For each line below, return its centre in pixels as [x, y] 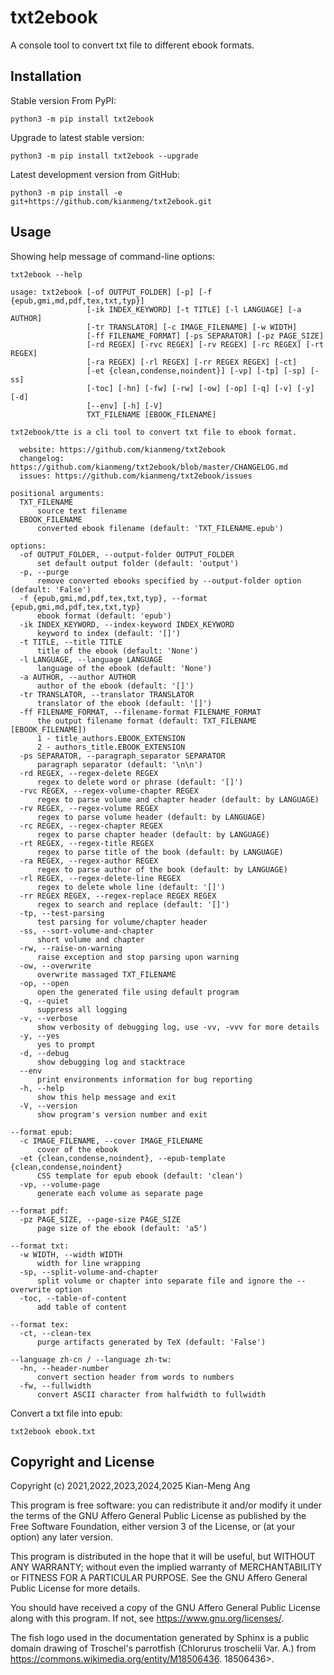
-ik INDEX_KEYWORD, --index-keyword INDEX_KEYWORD [127, 624]
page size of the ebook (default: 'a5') [122, 1228]
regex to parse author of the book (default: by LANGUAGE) [162, 869]
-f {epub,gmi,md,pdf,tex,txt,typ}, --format [113, 598]
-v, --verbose [48, 1018]
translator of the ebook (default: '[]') [124, 703]
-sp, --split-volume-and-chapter [89, 1272]
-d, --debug [44, 1053]
